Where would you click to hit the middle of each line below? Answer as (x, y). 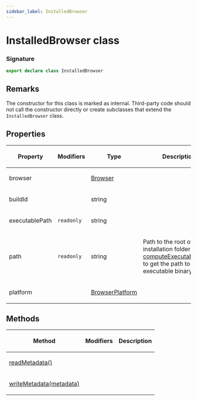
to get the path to (167, 263)
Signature (21, 59)
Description (135, 341)
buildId (18, 199)
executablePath (30, 220)
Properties (26, 134)
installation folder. (167, 249)
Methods (23, 319)
